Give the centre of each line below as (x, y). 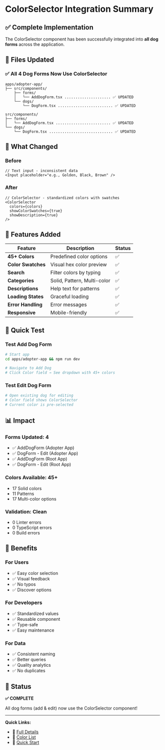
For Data (15, 643)
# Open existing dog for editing (39, 395)
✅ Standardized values (35, 613)
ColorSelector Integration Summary (79, 9)
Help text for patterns (75, 288)
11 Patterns (23, 494)
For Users (17, 562)
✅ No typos (24, 584)
